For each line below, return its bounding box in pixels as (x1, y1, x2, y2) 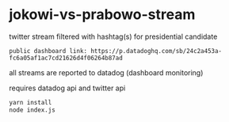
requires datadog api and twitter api (9, 83, 126, 93)
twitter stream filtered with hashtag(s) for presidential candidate (9, 32, 218, 41)
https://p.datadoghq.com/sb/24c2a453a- (90, 47, 223, 55)
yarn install (9, 98, 52, 106)
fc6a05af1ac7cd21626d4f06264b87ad (9, 54, 124, 62)
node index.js (9, 105, 56, 114)
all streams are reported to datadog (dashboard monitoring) (9, 67, 204, 77)
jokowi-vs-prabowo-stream (9, 6, 196, 24)
